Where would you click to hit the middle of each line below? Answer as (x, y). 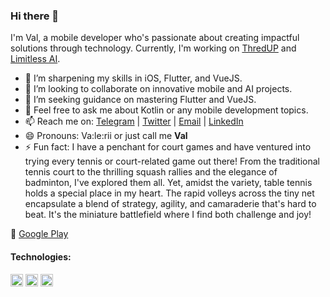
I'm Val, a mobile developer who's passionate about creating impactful (155, 38)
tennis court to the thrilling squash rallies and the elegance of (151, 172)
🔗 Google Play (39, 234)
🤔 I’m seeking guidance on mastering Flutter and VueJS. (140, 100)
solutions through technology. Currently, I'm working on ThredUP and (153, 48)
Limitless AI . (35, 59)
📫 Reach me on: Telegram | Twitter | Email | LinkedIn (134, 121)
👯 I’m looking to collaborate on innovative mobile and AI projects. (158, 89)
